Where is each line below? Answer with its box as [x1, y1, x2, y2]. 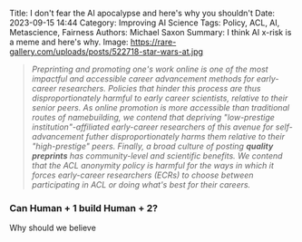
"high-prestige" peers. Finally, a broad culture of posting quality [31, 140, 274, 151]
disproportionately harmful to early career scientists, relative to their [31, 92, 288, 103]
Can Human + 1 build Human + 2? [9, 201, 159, 214]
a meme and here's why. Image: [9, 36, 129, 47]
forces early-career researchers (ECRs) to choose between [31, 169, 254, 180]
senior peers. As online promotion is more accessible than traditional [31, 102, 290, 112]
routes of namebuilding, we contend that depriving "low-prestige [31, 112, 275, 122]
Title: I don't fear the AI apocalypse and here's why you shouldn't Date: [9, 8, 275, 18]
